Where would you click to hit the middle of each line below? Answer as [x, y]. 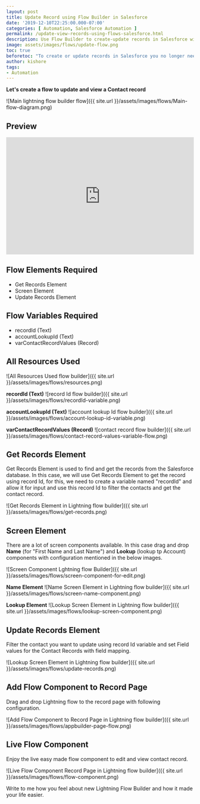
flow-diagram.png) [29, 107]
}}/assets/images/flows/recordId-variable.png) [63, 400]
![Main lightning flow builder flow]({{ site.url [60, 101]
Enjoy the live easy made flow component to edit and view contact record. [97, 759]
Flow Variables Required [52, 316]
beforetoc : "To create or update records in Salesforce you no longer [96, 56]
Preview [22, 126]
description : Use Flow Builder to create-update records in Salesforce [97, 39]
